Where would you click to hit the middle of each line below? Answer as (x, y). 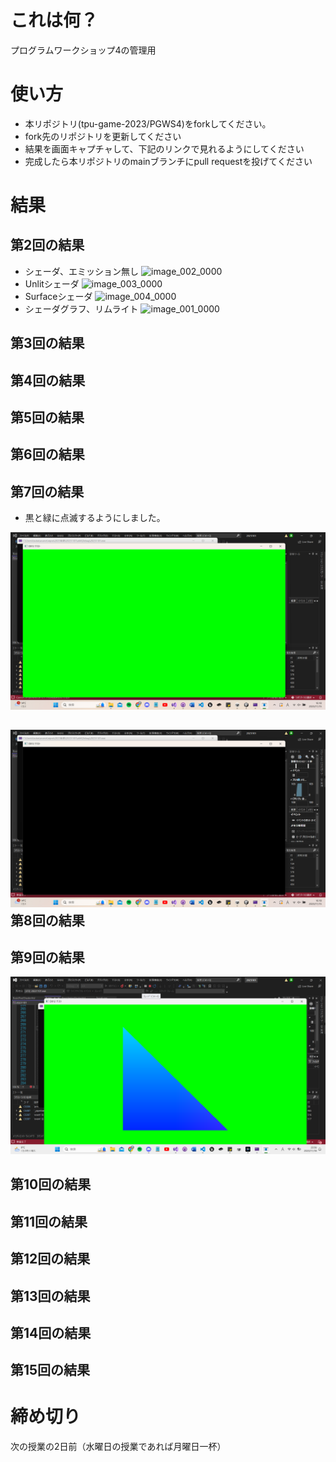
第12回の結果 (50, 1259)
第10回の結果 (51, 1184)
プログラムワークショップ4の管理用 (83, 50)
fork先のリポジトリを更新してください (103, 136)
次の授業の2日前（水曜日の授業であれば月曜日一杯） (118, 1447)
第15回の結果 (50, 1370)
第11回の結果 (49, 1221)
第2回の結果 (47, 245)
